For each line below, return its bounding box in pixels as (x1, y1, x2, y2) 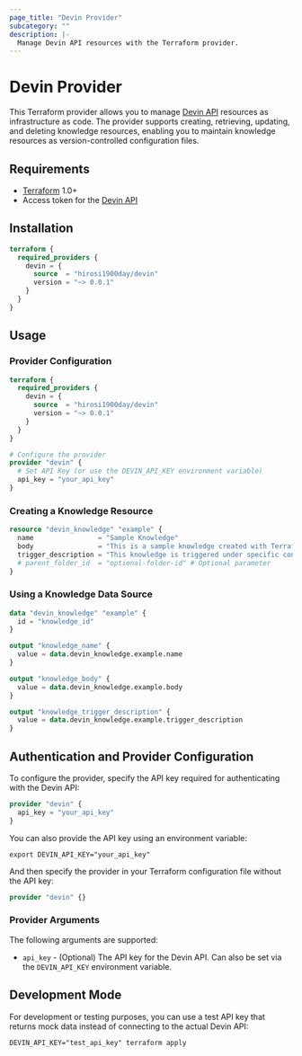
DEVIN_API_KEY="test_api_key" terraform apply (9, 1038, 187, 1047)
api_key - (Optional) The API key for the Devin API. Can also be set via (22, 952, 282, 963)
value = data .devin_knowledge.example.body (17, 682, 182, 692)
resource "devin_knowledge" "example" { (9, 525, 164, 535)
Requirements (9, 161, 90, 176)
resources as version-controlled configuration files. (9, 136, 200, 146)
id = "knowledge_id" (17, 617, 94, 626)
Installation (9, 221, 74, 236)
